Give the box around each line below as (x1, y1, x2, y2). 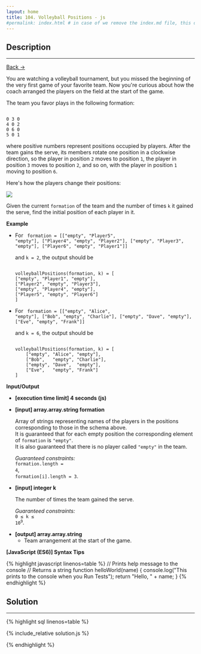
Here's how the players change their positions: (6, 180, 121, 187)
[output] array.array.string (14, 531, 83, 538)
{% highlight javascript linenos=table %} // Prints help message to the (6, 560, 178, 567)
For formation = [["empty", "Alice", (14, 308, 111, 315)
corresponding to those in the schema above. (14, 424, 127, 431)
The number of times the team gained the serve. (14, 496, 135, 503)
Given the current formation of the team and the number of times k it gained (6, 202, 193, 209)
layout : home (6, 8, 39, 15)
